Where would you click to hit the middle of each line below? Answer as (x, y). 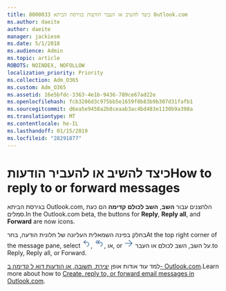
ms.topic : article (34, 59)
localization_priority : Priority (55, 72)
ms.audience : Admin (35, 51)
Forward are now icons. (41, 221)
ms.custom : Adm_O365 (37, 87)
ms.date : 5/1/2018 (34, 44)
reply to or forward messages (94, 188)
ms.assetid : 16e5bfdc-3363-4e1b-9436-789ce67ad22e (82, 94)
